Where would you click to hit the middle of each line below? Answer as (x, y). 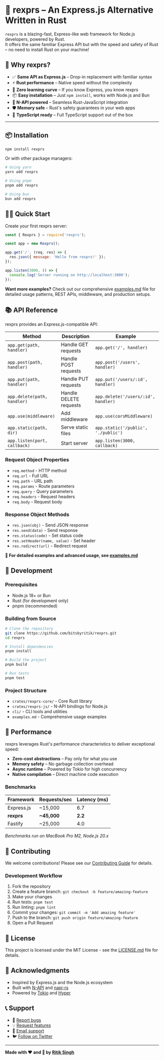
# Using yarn (18, 168)
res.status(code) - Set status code (48, 535)
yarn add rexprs (21, 172)
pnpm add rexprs (21, 186)
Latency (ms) (92, 799)
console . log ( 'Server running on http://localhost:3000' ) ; (70, 275)
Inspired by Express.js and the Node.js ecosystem (62, 982)
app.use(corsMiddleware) (124, 416)
